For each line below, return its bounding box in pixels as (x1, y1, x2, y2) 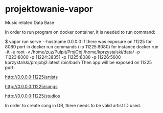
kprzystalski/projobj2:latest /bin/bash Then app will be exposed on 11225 (5, 59, 152, 65)
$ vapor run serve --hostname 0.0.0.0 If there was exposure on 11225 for (5, 38, 152, 45)
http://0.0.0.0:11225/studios (5, 93, 60, 99)
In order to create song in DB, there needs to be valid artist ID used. (5, 102, 141, 108)
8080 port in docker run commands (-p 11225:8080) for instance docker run (5, 44, 159, 49)
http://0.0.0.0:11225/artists (5, 74, 58, 80)
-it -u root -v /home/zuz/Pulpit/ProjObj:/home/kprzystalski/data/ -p (5, 49, 140, 55)
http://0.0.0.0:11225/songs (5, 83, 58, 89)
